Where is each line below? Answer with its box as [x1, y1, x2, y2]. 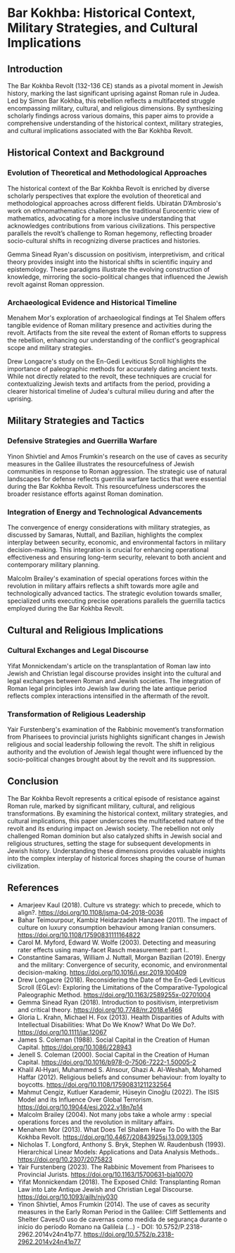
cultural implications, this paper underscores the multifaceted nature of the [7, 816, 224, 825]
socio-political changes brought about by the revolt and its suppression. [7, 755, 216, 763]
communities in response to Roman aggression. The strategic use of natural [7, 467, 227, 475]
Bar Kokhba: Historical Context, [7, 5, 196, 21]
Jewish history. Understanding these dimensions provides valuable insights [7, 847, 226, 855]
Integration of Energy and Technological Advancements [7, 507, 203, 517]
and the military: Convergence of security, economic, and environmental [17, 960, 227, 969]
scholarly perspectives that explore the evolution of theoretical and [7, 192, 202, 200]
